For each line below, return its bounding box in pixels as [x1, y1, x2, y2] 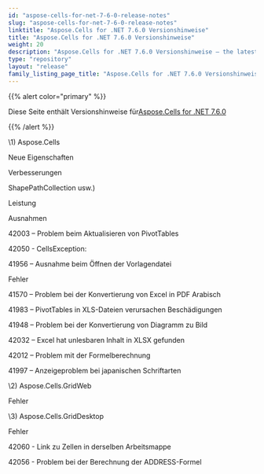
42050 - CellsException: [8, 244, 87, 253]
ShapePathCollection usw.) [8, 182, 96, 193]
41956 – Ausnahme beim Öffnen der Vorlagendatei [8, 259, 172, 268]
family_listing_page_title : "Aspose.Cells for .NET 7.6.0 [8, 70, 202, 78]
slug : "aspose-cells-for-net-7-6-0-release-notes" [8, 19, 178, 27]
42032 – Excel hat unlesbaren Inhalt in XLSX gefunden [8, 335, 185, 344]
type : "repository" [8, 56, 72, 64]
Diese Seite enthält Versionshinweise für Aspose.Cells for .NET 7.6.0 [8, 107, 226, 116]
